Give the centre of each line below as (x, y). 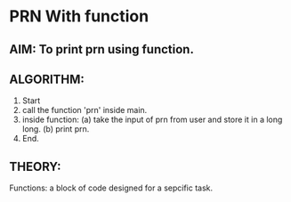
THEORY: (35, 166)
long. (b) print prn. (56, 129)
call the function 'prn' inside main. (85, 110)
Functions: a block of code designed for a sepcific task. (111, 188)
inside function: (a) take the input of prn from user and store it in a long (152, 120)
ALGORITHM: (47, 79)
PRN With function (79, 16)
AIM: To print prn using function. (101, 49)
